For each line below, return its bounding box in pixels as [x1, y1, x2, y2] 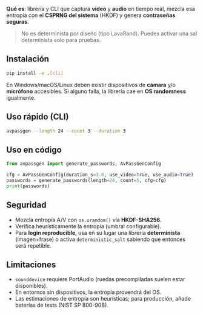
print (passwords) [6, 183, 50, 189]
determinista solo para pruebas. [21, 37, 101, 43]
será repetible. [15, 242, 52, 249]
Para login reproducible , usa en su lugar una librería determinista [15, 229, 181, 236]
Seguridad [6, 200, 47, 211]
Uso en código [6, 144, 62, 155]
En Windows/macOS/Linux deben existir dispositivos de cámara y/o [6, 81, 176, 88]
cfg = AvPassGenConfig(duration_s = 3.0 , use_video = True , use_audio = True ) [6, 172, 194, 178]
